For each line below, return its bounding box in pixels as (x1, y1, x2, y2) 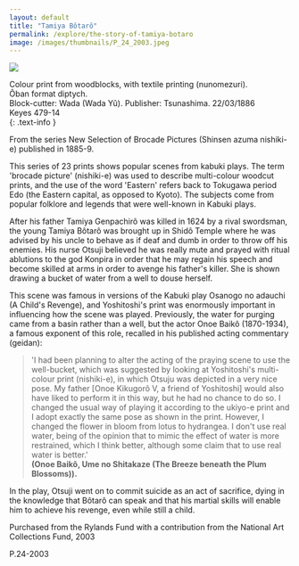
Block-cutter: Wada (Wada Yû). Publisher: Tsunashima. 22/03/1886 (9, 98, 256, 109)
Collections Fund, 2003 (9, 531, 96, 542)
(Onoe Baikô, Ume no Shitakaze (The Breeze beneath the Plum (30, 459, 267, 470)
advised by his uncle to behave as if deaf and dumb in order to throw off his (9, 235, 288, 246)
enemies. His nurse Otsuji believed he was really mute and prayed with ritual (9, 244, 290, 255)
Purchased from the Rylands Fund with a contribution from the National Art (9, 522, 285, 533)
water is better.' (30, 449, 89, 460)
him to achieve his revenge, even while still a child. (9, 504, 195, 515)
